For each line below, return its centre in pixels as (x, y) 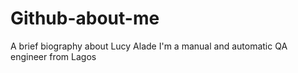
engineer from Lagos (53, 56)
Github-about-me (85, 18)
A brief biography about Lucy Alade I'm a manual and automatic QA (149, 46)
